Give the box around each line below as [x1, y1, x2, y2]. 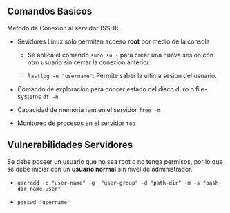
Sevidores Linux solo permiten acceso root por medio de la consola [17, 37, 210, 46]
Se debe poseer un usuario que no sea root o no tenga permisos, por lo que [7, 157, 223, 165]
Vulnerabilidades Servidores [7, 139, 133, 151]
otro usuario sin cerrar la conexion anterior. [27, 58, 151, 66]
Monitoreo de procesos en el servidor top [17, 119, 136, 127]
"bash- [202, 179, 222, 186]
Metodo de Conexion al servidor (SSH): [7, 24, 119, 32]
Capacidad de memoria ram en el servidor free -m [17, 105, 161, 113]
